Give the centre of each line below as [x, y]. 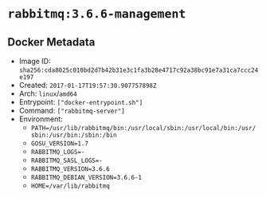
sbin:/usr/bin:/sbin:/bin [74, 135]
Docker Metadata [51, 42]
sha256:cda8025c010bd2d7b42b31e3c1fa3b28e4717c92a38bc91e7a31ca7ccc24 [139, 70]
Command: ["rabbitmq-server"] [72, 111]
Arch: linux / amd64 [48, 93]
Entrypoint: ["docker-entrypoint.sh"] [81, 102]
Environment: [41, 119]
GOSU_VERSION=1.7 [60, 144]
